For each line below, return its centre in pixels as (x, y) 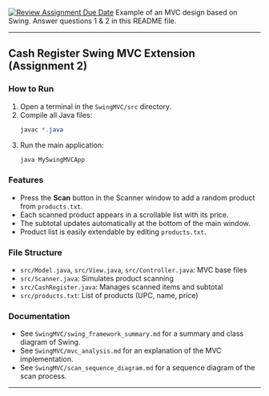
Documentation (39, 316)
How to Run (31, 89)
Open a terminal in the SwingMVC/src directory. (96, 106)
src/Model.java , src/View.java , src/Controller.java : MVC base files (133, 270)
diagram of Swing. (50, 342)
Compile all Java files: (56, 115)
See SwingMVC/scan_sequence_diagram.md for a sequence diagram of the (137, 368)
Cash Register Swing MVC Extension (102, 53)
